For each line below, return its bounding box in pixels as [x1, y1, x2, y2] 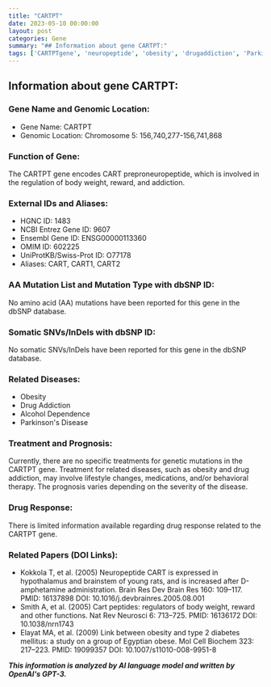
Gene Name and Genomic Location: [8, 103, 150, 115]
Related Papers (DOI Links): [8, 549, 119, 560]
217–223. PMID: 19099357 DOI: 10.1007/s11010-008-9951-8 [19, 645, 217, 655]
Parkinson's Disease [19, 418, 89, 428]
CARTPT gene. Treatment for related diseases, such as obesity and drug [8, 465, 250, 474]
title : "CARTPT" [8, 11, 63, 20]
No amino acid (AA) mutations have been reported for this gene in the [8, 297, 240, 307]
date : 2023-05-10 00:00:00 [8, 19, 99, 27]
